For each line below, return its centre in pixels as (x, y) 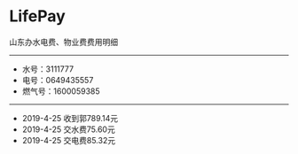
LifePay (38, 16)
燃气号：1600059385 (61, 91)
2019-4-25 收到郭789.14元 (70, 118)
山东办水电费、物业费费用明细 (63, 42)
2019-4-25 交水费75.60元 (68, 129)
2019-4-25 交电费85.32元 (69, 140)
